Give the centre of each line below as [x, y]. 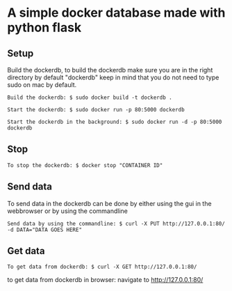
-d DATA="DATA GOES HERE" [44, 230]
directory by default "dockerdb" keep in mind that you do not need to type [113, 77]
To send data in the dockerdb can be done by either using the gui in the [109, 203]
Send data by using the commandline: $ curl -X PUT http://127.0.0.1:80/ [116, 223]
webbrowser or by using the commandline [68, 211]
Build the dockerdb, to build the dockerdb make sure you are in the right [110, 70]
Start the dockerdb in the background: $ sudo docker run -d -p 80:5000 [115, 122]
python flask [44, 27]
